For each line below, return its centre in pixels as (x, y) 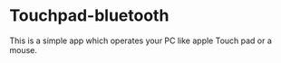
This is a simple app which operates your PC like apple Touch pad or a (140, 40)
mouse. (24, 49)
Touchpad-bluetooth (89, 16)
